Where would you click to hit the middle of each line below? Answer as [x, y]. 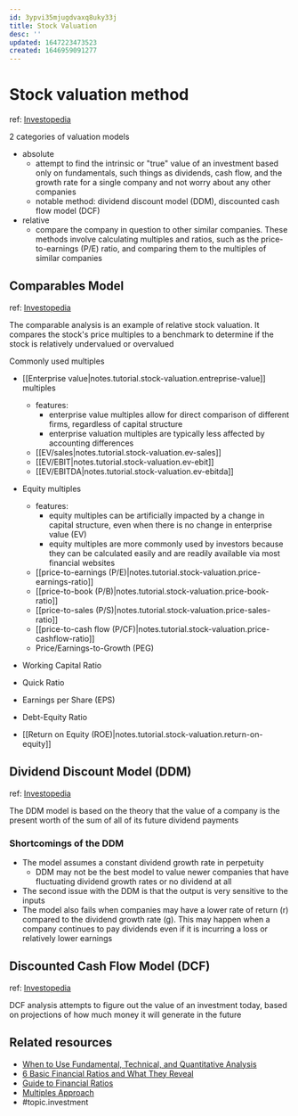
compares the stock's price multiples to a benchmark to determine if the [141, 334]
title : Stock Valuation [53, 26]
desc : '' [25, 34]
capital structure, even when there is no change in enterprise [161, 525]
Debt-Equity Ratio [54, 717]
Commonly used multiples [57, 361]
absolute [38, 154]
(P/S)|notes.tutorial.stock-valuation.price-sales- [183, 610]
